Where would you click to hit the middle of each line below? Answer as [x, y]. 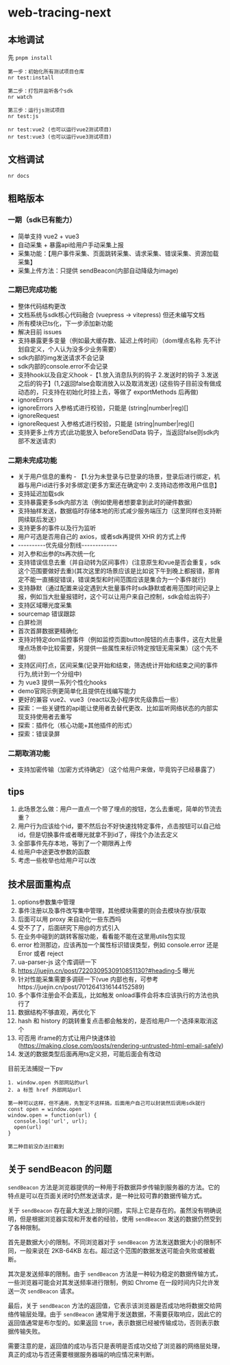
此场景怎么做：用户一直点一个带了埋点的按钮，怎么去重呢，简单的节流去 [119, 809]
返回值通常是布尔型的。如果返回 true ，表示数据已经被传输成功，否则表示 [111, 1322]
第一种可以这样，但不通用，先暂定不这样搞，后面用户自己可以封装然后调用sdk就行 [107, 1104]
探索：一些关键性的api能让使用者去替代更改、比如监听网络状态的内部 [115, 708]
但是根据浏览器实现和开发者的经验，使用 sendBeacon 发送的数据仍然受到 [120, 1219]
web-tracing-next [60, 13]
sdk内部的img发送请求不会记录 [61, 358]
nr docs [19, 176]
